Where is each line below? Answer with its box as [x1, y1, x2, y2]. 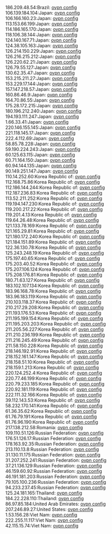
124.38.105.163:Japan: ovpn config [5, 43, 78, 48]
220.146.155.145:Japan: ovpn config [5, 124, 81, 130]
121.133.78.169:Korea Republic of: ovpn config [5, 223, 102, 228]
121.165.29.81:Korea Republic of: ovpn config [5, 228, 99, 234]
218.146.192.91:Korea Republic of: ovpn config [5, 348, 102, 354]
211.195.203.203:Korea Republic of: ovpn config [5, 321, 106, 327]
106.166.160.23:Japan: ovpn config [5, 15, 79, 21]
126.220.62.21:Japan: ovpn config [5, 59, 77, 65]
